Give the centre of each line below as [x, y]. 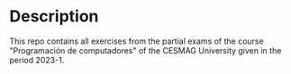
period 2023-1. [37, 60]
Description [54, 16]
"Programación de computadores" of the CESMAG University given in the [145, 50]
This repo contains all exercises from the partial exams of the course [136, 41]
